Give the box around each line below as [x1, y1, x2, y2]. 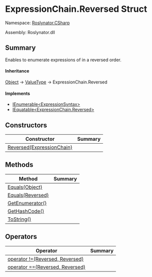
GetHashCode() [7, 207, 44, 214]
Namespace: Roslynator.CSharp [5, 20, 70, 26]
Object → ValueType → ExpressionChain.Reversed [5, 79, 108, 85]
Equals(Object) [7, 184, 43, 191]
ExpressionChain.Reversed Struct [5, 3, 148, 15]
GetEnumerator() [7, 199, 47, 206]
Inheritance [5, 68, 30, 74]
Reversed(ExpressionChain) [7, 144, 73, 151]
